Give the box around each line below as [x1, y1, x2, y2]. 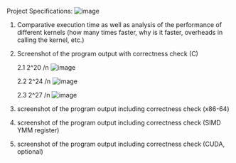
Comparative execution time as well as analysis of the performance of [16, 21, 222, 28]
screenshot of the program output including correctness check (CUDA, [16, 140, 225, 148]
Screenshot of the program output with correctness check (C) [16, 50, 198, 58]
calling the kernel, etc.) [16, 36, 85, 44]
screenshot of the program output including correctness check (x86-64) [16, 105, 230, 113]
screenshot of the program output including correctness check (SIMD [16, 118, 221, 127]
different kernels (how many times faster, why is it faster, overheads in [16, 28, 223, 36]
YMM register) [16, 126, 60, 135]
